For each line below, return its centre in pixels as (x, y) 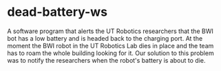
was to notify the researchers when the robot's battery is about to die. (106, 60)
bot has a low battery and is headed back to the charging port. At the (105, 38)
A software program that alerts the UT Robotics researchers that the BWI (110, 31)
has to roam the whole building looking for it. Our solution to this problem (111, 53)
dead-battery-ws (57, 12)
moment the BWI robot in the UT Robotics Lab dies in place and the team (110, 45)
